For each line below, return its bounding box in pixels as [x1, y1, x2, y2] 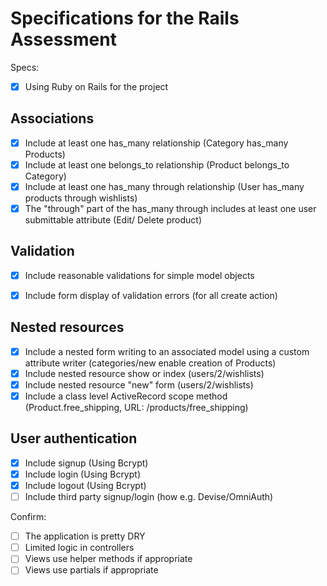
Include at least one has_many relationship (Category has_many [24, 137, 289, 149]
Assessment [10, 28, 117, 51]
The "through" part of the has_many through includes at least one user [24, 203, 317, 214]
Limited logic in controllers [24, 542, 135, 554]
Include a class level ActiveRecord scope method [24, 390, 228, 402]
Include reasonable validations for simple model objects [24, 269, 255, 281]
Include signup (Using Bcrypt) [24, 457, 149, 469]
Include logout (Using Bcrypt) [24, 480, 147, 491]
